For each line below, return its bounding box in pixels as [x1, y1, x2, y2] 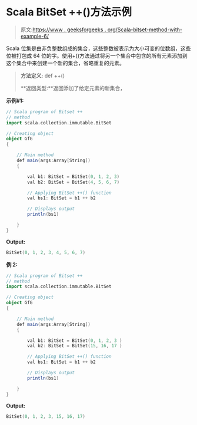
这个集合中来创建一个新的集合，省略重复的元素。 [6, 60, 125, 67]
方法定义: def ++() [20, 72, 65, 79]
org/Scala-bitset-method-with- [107, 26, 182, 33]
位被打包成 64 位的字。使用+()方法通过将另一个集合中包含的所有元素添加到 [6, 52, 188, 59]
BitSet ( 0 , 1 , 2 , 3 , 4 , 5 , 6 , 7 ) [6, 249, 86, 255]
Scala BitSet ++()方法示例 [6, 5, 132, 19]
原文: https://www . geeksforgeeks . [20, 26, 106, 33]
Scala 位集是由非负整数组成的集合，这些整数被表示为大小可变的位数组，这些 [6, 45, 191, 52]
